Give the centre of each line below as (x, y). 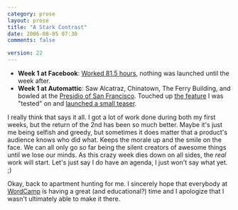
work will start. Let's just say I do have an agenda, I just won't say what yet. (118, 162)
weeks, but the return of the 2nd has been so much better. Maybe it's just (115, 125)
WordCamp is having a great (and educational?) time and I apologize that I (116, 191)
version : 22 (25, 53)
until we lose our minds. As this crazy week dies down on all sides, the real (117, 155)
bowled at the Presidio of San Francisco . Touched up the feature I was (120, 96)
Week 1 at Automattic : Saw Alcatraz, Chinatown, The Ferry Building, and (124, 88)
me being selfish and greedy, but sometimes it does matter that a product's (118, 132)
